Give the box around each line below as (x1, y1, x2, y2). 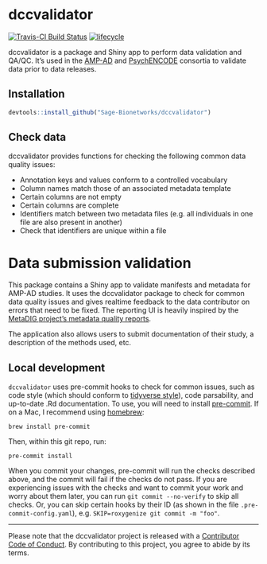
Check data (8, 130, 67, 144)
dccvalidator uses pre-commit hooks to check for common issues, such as (8, 382, 255, 391)
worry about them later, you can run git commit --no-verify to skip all (8, 492, 239, 501)
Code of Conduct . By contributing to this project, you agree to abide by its (8, 539, 250, 550)
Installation (8, 88, 65, 101)
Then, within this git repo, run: (8, 437, 107, 446)
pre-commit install (8, 452, 73, 461)
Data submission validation (8, 254, 192, 272)
